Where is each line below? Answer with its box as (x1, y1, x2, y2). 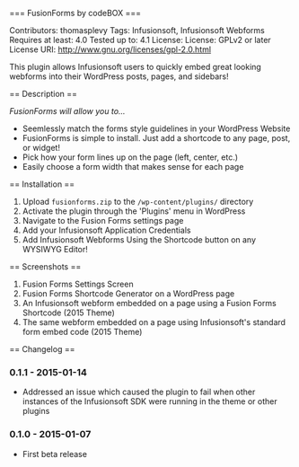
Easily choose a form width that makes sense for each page (22, 162, 244, 172)
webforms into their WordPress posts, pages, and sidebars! (9, 71, 229, 82)
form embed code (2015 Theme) (22, 327, 143, 337)
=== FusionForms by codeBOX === (9, 8, 142, 18)
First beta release (22, 448, 88, 459)
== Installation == (9, 179, 75, 189)
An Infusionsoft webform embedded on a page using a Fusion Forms (22, 298, 277, 308)
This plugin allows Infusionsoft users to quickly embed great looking (9, 62, 262, 72)
